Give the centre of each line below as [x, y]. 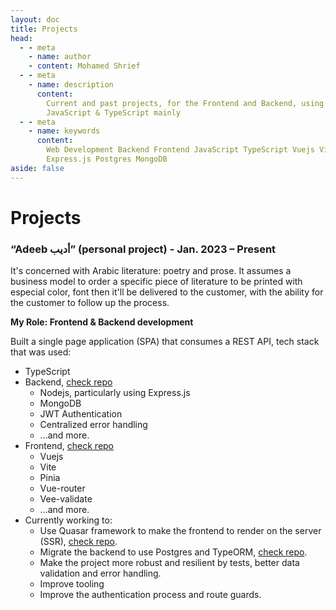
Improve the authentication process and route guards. [150, 595]
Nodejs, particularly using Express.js [115, 393]
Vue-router [62, 488]
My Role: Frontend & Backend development [102, 322]
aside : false [37, 168]
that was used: [41, 352]
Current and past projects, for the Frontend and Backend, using [185, 103]
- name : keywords [64, 131]
